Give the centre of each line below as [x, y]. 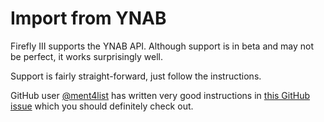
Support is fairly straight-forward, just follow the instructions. [136, 76]
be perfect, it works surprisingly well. [86, 56]
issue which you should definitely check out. [102, 106]
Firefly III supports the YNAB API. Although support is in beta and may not [162, 46]
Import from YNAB [88, 18]
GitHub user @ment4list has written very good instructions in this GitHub [160, 95]
